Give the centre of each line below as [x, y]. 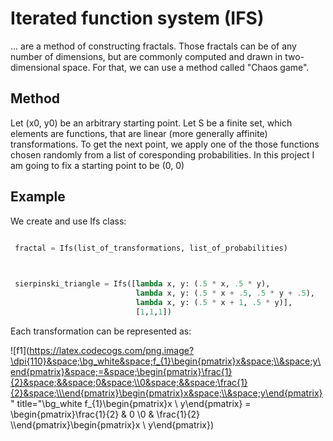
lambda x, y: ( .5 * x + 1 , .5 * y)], [214, 303]
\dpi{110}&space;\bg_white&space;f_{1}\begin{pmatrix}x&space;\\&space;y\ [166, 361]
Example [38, 197]
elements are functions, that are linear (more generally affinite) [139, 133]
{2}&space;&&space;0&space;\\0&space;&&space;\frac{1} [129, 382]
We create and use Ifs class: [68, 221]
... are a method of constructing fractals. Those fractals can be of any [153, 46]
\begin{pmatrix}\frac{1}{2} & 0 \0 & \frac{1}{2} [105, 414]
